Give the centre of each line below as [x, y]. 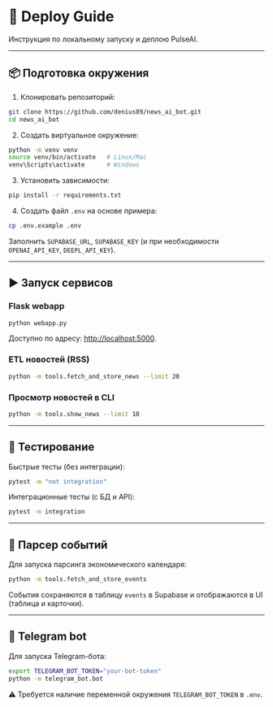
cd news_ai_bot [34, 119]
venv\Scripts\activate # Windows [74, 165]
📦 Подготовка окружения [79, 74]
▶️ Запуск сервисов [61, 283]
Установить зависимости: [65, 180]
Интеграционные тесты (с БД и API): [72, 497]
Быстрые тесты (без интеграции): [67, 466]
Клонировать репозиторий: [67, 97]
